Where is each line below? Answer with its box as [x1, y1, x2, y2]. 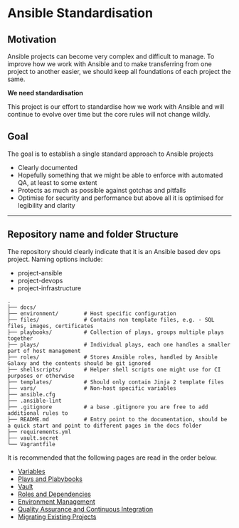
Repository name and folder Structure [7, 228, 179, 241]
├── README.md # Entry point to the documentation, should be [7, 416, 228, 423]
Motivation [7, 33, 57, 46]
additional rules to [7, 409, 69, 417]
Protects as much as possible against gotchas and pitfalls [17, 186, 186, 194]
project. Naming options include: [7, 255, 103, 263]
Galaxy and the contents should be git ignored [7, 359, 152, 367]
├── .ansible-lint [7, 397, 62, 404]
